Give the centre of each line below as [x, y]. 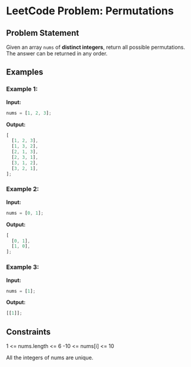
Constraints [28, 332]
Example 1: [22, 89]
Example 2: [23, 189]
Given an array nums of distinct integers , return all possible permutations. [96, 47]
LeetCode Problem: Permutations [90, 11]
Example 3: [23, 267]
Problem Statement [43, 33]
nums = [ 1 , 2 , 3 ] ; [29, 113]
